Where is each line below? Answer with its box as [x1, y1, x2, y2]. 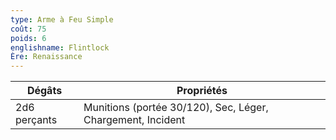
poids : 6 [10, 33, 47, 43]
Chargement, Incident [83, 113, 186, 127]
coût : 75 [10, 24, 47, 34]
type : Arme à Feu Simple [10, 14, 114, 25]
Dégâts [26, 84, 63, 98]
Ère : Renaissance [10, 52, 83, 62]
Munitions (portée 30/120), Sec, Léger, [83, 101, 269, 115]
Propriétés [176, 84, 228, 98]
